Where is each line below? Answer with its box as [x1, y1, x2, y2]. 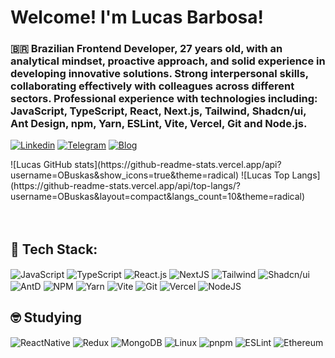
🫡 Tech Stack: [10, 241, 98, 258]
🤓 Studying [10, 309, 83, 326]
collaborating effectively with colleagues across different [10, 79, 295, 93]
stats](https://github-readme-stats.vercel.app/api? [74, 159, 282, 171]
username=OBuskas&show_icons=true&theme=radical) [10, 169, 240, 181]
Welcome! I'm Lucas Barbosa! [10, 6, 264, 29]
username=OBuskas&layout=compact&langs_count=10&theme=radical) [10, 191, 306, 203]
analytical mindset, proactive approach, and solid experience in [10, 54, 326, 68]
